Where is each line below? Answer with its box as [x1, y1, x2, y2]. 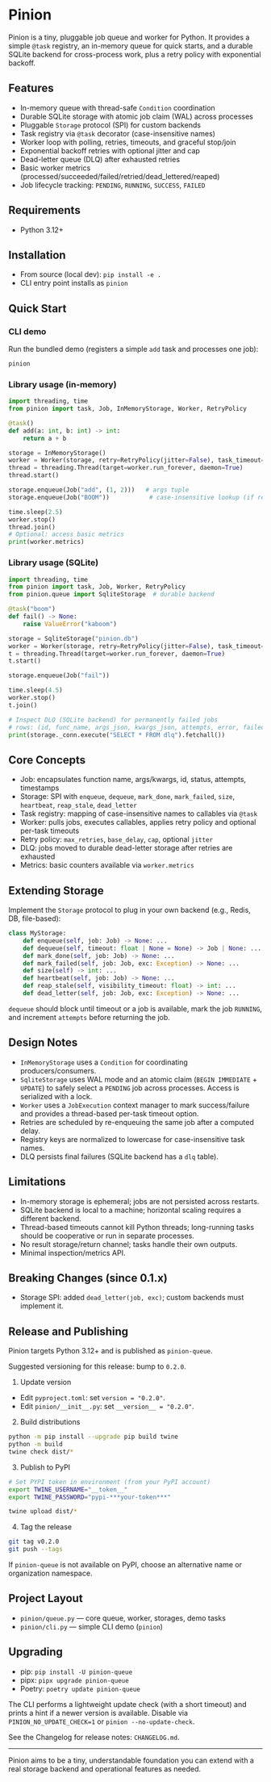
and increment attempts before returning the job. [8, 1012, 171, 1022]
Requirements [8, 203, 81, 217]
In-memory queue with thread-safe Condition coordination [19, 102, 215, 112]
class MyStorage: [8, 930, 67, 938]
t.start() [8, 657, 42, 665]
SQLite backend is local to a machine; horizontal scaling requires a [19, 1205, 242, 1215]
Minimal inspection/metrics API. [19, 1248, 126, 1257]
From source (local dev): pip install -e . [19, 270, 161, 279]
